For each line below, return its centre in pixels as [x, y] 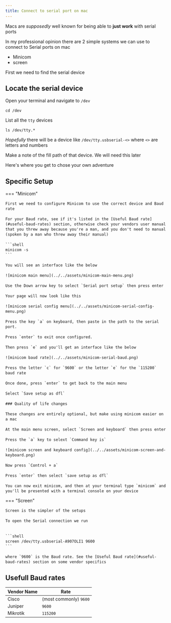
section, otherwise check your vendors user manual [110, 224]
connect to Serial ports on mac [38, 47]
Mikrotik [16, 613]
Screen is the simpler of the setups [46, 511]
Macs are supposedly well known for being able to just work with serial [81, 26]
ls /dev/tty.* [20, 130]
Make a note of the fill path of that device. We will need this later [73, 155]
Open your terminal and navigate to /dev [48, 101]
